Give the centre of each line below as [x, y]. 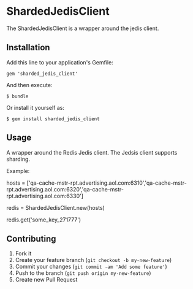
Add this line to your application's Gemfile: [60, 62]
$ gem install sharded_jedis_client [53, 119]
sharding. [18, 159]
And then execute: [29, 85]
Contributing [31, 238]
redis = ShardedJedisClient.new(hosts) [56, 207]
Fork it [23, 253]
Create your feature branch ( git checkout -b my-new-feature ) [93, 260]
